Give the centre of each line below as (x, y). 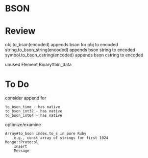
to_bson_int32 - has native (34, 111)
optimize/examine (23, 125)
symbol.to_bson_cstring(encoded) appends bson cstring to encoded (74, 55)
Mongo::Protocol (22, 142)
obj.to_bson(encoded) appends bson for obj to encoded (62, 45)
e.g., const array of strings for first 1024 (61, 138)
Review (20, 31)
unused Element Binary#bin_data (38, 65)
